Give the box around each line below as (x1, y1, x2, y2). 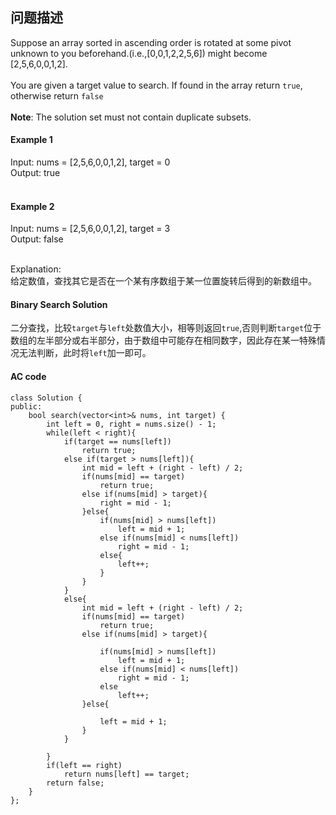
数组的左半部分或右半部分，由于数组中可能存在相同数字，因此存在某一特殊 (10, 334, 317, 347)
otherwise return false (10, 89, 104, 102)
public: (10, 401, 43, 412)
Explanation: (10, 263, 62, 275)
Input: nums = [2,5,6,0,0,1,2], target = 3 (10, 223, 171, 235)
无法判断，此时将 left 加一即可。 (18, 347, 152, 359)
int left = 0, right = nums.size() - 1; (46, 419, 217, 429)
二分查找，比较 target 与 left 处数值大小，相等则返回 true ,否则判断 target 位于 (10, 322, 322, 334)
